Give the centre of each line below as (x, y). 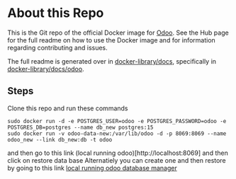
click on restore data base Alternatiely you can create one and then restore (117, 160)
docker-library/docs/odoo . (46, 69)
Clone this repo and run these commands (68, 108)
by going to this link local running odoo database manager (92, 168)
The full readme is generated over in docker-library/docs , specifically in (112, 61)
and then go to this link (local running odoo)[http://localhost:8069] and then (118, 153)
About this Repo (56, 13)
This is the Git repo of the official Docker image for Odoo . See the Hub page (118, 33)
